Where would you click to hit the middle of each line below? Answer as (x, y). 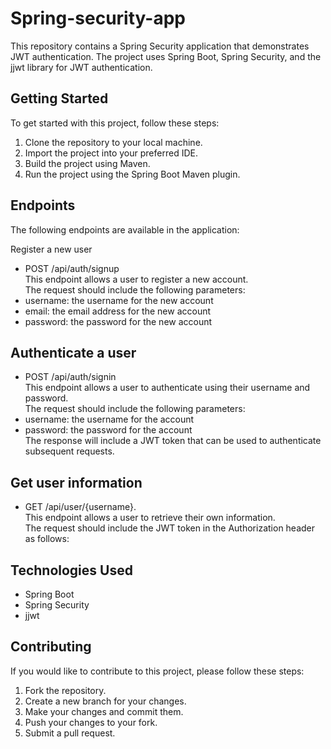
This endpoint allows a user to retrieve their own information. (150, 518)
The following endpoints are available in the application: (125, 229)
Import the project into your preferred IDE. (111, 153)
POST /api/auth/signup (72, 268)
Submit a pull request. (70, 733)
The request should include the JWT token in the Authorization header (170, 528)
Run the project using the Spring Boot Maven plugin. (132, 174)
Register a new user (51, 249)
